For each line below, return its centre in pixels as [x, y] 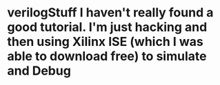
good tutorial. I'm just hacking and [107, 27]
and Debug [39, 71]
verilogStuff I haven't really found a [110, 13]
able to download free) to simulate [107, 57]
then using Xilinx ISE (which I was [105, 42]
